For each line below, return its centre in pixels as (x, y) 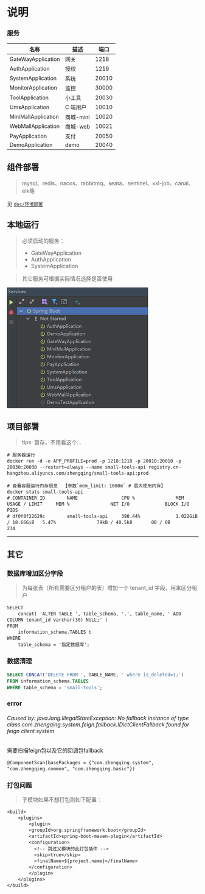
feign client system (31, 731)
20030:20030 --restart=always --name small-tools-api (77, 467)
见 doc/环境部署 (25, 204)
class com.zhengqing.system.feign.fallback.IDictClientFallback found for (98, 724)
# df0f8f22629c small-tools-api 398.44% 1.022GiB (102, 516)
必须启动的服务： (43, 241)
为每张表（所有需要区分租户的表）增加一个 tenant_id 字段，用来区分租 (109, 588)
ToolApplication (29, 98)
